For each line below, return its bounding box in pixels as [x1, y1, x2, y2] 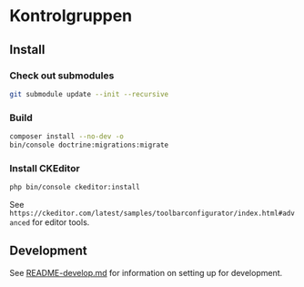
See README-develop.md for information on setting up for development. [9, 267, 283, 278]
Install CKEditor [9, 161, 80, 174]
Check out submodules [9, 69, 115, 82]
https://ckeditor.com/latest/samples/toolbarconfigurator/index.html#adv [9, 209, 296, 218]
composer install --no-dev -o [9, 132, 125, 141]
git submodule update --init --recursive [9, 89, 169, 98]
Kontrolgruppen [9, 5, 133, 26]
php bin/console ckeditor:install [9, 183, 141, 192]
